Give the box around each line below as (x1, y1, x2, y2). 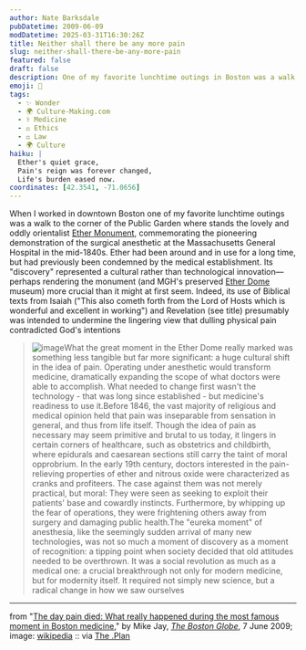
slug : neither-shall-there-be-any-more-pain (9, 47, 181, 57)
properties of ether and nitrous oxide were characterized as (66, 468, 290, 479)
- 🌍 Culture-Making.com (17, 107, 111, 116)
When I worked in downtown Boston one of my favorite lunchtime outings (9, 208, 285, 219)
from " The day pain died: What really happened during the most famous (9, 611, 280, 622)
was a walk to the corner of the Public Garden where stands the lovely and (9, 218, 290, 229)
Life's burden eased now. (17, 174, 117, 183)
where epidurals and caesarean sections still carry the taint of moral (31, 449, 288, 460)
